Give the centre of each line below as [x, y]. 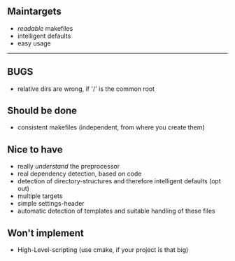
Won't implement [45, 233]
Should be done [42, 111]
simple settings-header [51, 204]
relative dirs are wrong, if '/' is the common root [86, 89]
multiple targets [40, 196]
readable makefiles [45, 28]
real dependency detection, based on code [79, 174]
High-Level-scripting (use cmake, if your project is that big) [103, 250]
